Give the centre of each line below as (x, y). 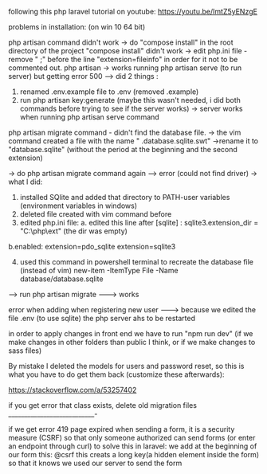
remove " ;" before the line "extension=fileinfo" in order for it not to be (123, 59)
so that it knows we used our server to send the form (95, 463)
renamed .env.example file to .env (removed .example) (109, 92)
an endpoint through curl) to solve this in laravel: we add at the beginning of (133, 446)
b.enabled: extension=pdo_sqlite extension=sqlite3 (92, 247)
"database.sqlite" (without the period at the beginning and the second (123, 149)
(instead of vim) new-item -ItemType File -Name (99, 270)
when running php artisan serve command (89, 117)
